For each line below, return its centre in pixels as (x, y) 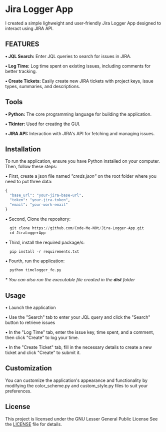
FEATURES (22, 44)
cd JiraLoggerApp (28, 233)
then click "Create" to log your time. (42, 338)
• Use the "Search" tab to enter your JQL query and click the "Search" (78, 317)
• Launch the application (30, 308)
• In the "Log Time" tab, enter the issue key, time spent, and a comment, (80, 332)
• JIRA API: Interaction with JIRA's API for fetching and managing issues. (80, 133)
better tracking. (21, 71)
